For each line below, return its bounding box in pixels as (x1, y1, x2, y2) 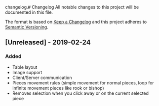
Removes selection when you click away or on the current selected (12, 90, 149, 96)
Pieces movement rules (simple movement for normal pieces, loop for (12, 79, 154, 85)
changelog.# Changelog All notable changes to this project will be (5, 4, 139, 10)
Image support (12, 69, 42, 75)
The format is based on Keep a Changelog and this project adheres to (5, 19, 147, 25)
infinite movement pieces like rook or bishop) (12, 85, 105, 91)
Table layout (12, 64, 38, 70)
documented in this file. (5, 9, 53, 15)
